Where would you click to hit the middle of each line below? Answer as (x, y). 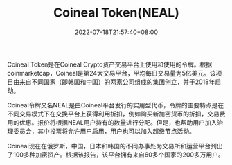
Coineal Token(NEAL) (116, 13)
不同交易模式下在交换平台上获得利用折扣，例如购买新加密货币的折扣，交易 (113, 114)
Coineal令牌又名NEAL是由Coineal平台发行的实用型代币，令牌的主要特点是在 (116, 105)
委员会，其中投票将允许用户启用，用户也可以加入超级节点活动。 (104, 131)
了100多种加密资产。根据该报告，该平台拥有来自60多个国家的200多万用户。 (116, 155)
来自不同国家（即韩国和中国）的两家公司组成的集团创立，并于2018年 (117, 82)
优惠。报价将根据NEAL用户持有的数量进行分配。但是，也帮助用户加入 (118, 122)
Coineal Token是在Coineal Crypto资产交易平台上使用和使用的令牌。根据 (110, 64)
